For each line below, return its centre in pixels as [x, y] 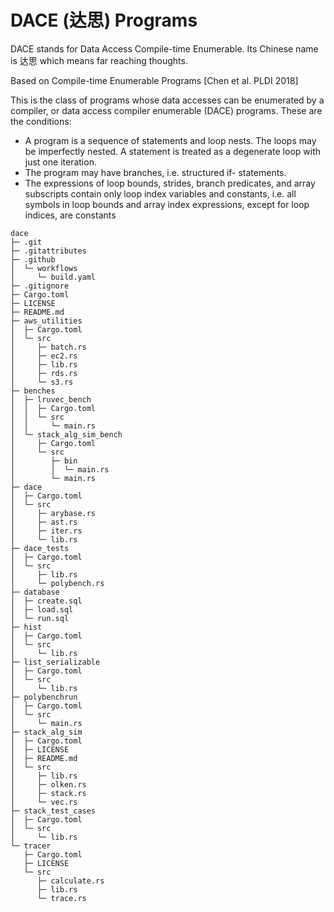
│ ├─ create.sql [46, 601]
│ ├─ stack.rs [48, 793]
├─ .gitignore [40, 286]
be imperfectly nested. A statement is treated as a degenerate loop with [172, 151]
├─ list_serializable [55, 662]
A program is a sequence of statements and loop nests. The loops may [170, 140]
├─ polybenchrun [44, 697]
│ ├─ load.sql [42, 609]
